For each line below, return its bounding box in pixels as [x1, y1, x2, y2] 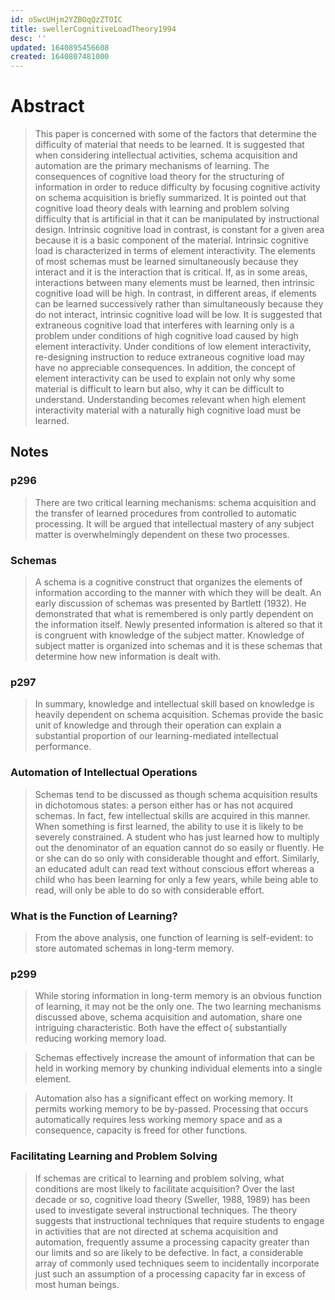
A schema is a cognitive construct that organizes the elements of [34, 576, 303, 588]
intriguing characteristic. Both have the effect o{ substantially [34, 1022, 288, 1034]
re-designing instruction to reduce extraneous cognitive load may [34, 351, 305, 363]
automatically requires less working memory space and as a [34, 1114, 283, 1126]
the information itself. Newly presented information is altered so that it [34, 619, 323, 631]
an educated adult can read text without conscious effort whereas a [34, 862, 315, 875]
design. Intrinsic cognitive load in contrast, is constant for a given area [34, 224, 325, 236]
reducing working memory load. [34, 1032, 167, 1045]
